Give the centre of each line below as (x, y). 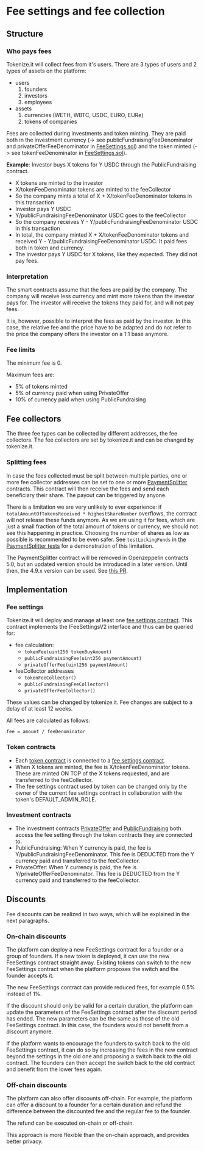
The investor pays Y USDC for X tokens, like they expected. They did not (106, 254)
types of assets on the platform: (46, 71)
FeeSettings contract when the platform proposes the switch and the (93, 969)
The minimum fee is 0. (34, 363)
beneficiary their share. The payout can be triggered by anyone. (86, 495)
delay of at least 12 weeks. (40, 709)
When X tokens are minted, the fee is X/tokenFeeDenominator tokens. (103, 767)
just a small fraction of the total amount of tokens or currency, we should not (102, 526)
